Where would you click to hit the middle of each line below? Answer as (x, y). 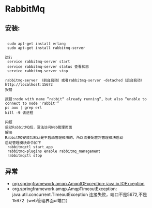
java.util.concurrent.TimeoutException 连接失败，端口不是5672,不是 (79, 194)
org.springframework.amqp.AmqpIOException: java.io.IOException (78, 183)
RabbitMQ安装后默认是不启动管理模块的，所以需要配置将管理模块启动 (64, 138)
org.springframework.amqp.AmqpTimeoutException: (64, 189)
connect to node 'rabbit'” (32, 103)
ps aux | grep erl (23, 108)
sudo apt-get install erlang (37, 44)
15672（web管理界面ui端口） (41, 200)
